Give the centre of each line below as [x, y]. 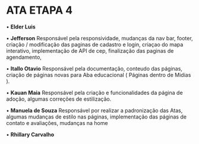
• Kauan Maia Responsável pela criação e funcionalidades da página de [94, 92]
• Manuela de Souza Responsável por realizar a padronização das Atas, [94, 110]
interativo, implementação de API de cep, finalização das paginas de [90, 50]
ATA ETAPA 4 [40, 10]
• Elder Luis [21, 27]
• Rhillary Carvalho [30, 135]
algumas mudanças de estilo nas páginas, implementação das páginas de [97, 117]
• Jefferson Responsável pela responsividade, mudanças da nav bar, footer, [99, 38]
